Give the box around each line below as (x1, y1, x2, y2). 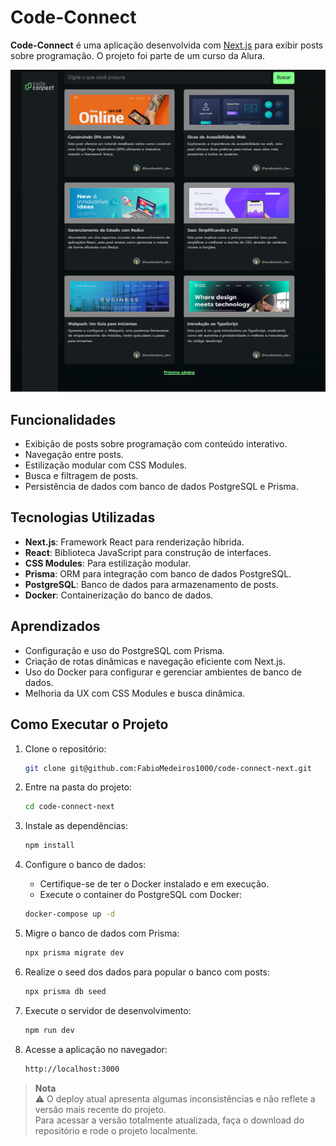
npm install (24, 841, 75, 851)
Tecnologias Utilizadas (10, 509, 156, 526)
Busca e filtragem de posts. (24, 470, 139, 482)
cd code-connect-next (24, 802, 115, 812)
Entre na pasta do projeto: (24, 781, 133, 793)
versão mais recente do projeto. (34, 1103, 167, 1115)
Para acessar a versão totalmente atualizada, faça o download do (34, 1114, 305, 1126)
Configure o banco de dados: (24, 859, 147, 871)
